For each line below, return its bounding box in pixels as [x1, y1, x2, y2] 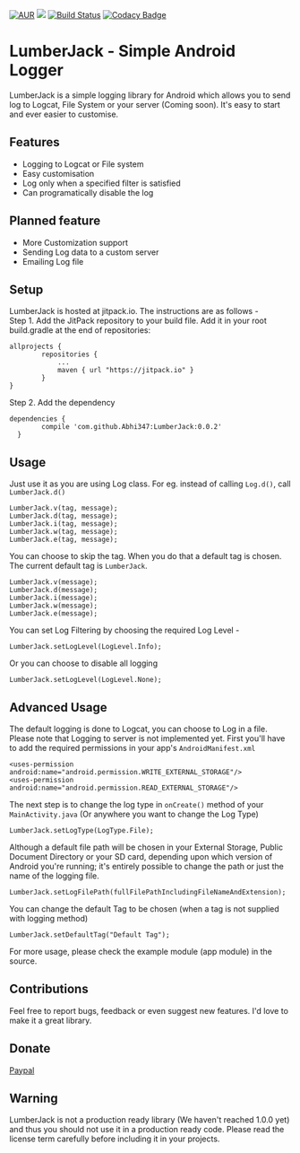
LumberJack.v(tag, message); [9, 503, 118, 513]
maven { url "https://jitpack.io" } [56, 366, 194, 375]
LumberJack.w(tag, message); [9, 528, 118, 537]
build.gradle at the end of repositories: [9, 325, 150, 336]
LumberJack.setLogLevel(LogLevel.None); [9, 676, 163, 685]
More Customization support [21, 237, 128, 248]
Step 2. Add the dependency [9, 397, 116, 408]
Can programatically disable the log [21, 187, 154, 197]
